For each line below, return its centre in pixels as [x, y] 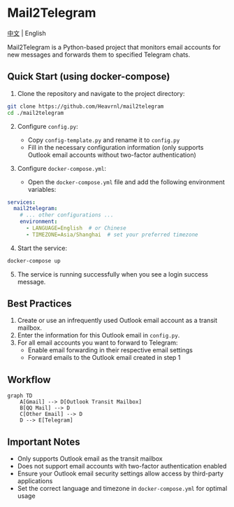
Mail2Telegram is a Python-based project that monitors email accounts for [114, 47]
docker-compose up [34, 261]
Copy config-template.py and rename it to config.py [104, 140]
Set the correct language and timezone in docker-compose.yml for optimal [122, 489]
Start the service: [42, 248]
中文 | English [27, 33]
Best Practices [39, 304]
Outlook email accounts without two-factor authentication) [112, 155]
